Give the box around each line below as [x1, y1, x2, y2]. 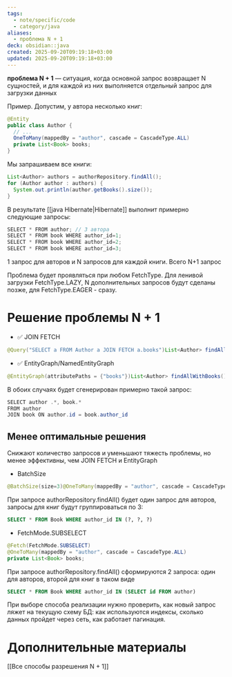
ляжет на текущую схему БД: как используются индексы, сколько [7, 608, 204, 616]
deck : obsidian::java [7, 42, 70, 49]
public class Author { [7, 122, 72, 128]
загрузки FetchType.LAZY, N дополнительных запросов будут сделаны [7, 278, 216, 287]
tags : [7, 10, 23, 17]
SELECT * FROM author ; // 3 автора [7, 226, 110, 233]
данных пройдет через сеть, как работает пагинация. [7, 616, 166, 624]
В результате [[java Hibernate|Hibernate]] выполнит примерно [7, 205, 189, 213]
